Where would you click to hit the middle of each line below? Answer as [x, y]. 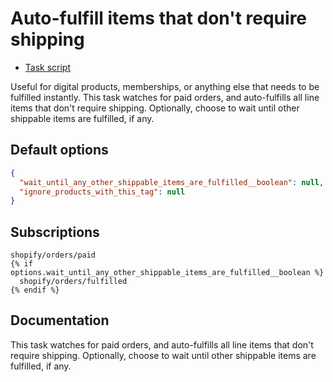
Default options [59, 150]
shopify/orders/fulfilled [73, 282]
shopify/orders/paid [53, 255]
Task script [48, 67]
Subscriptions [55, 232]
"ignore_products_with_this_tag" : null [102, 192]
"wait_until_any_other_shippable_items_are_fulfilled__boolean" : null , [172, 182]
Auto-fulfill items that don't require [159, 18]
